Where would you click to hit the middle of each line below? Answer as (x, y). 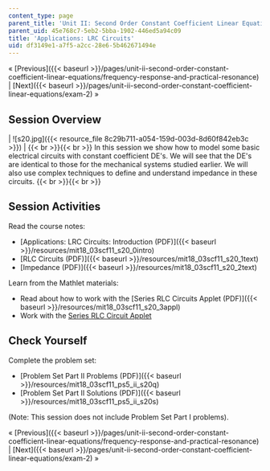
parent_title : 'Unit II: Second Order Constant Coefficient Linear (124, 23)
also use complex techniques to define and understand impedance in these (133, 173)
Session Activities (55, 207)
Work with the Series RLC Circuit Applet (86, 315)
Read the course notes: (47, 226)
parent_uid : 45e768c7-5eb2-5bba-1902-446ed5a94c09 (95, 31)
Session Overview (55, 119)
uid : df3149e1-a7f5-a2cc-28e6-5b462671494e (82, 46)
